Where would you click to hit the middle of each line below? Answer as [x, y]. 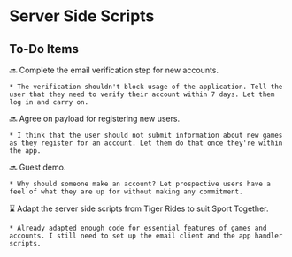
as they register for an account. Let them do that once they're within [146, 143]
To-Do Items [44, 49]
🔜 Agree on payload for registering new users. [94, 118]
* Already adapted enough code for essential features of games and [138, 228]
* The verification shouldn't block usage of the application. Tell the [146, 87]
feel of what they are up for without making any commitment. [126, 192]
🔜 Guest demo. [38, 167]
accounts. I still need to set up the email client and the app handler [146, 236]
